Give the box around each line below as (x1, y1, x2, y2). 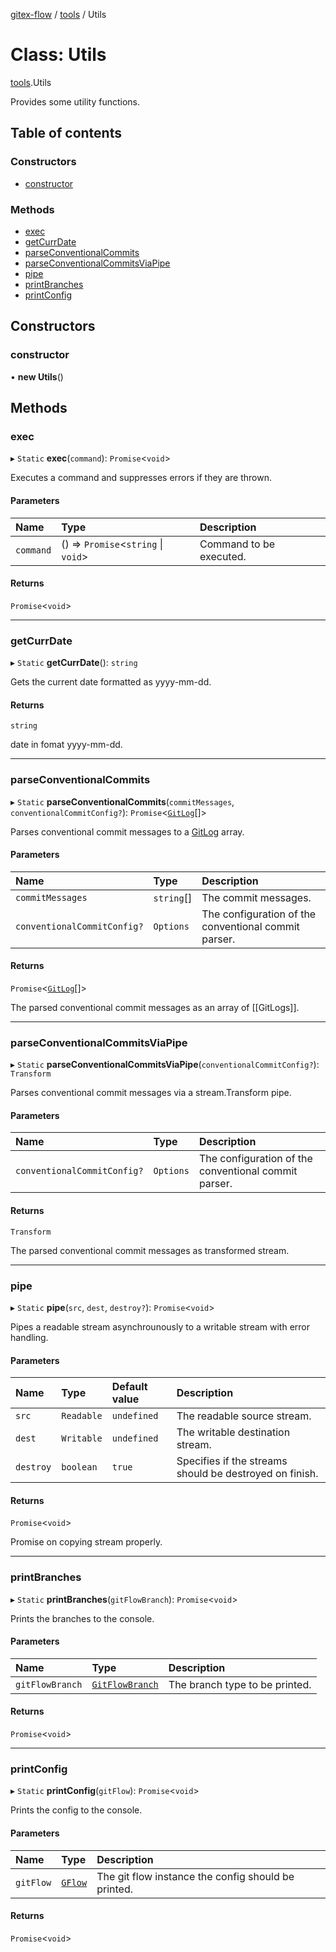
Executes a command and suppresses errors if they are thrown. (10, 472, 272, 484)
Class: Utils (10, 44, 107, 66)
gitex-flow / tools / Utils (10, 9, 107, 20)
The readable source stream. (176, 1409, 312, 1423)
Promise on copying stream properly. (10, 1536, 163, 1548)
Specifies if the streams (176, 1454, 288, 1468)
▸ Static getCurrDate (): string (10, 657, 138, 668)
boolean (61, 1462, 98, 1473)
